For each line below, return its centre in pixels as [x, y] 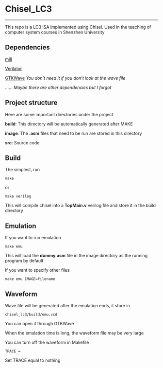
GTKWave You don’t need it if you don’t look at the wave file [65, 78]
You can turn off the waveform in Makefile [47, 342]
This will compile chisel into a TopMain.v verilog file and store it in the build [81, 206]
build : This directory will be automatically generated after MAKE [69, 124]
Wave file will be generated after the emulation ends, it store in [67, 306]
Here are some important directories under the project [59, 114]
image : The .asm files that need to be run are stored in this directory [73, 133]
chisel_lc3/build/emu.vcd [31, 315]
